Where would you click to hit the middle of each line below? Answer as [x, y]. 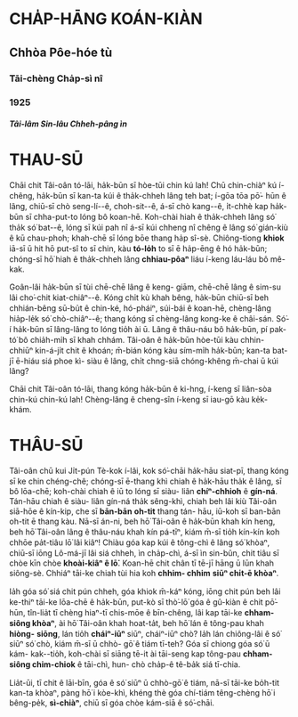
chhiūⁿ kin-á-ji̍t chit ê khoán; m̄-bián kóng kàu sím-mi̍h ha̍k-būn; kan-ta [140, 350]
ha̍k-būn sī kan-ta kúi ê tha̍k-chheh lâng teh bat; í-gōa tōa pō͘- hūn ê [161, 195]
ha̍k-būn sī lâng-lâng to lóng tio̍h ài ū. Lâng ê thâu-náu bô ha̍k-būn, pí [141, 329]
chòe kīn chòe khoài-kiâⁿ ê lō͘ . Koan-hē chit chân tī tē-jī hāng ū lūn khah [141, 563]
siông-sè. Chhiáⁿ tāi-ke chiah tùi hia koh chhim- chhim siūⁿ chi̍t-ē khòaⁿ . [144, 573]
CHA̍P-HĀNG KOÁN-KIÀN [106, 19]
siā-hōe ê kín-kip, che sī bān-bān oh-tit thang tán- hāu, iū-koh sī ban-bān [145, 511]
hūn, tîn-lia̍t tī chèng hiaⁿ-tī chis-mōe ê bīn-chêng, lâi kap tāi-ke [126, 612]
